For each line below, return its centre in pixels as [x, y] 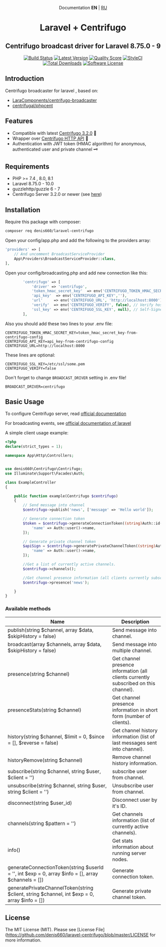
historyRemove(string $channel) [45, 760]
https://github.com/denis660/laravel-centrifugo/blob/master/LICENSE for [81, 935]
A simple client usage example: [37, 433]
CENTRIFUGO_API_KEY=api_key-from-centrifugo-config [59, 341]
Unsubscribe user [133, 785]
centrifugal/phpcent [33, 105]
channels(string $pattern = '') [42, 823]
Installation [23, 210]
